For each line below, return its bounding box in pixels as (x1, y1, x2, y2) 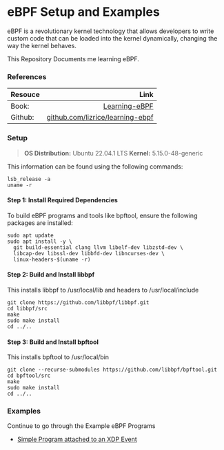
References (7, 72, 47, 81)
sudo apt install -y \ (7, 238, 72, 245)
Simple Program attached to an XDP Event (17, 435, 138, 444)
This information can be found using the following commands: (7, 162, 183, 171)
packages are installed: (7, 218, 74, 227)
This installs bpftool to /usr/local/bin (7, 353, 109, 361)
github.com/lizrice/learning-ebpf (46, 113, 154, 122)
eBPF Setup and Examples (7, 4, 160, 20)
